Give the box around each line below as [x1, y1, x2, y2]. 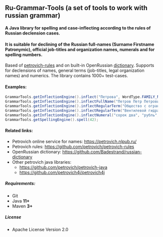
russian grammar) [5, 12, 61, 20]
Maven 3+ [12, 203, 33, 209]
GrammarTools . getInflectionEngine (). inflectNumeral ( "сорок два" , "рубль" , [5, 113, 160, 118]
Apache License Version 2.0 [12, 226, 69, 232]
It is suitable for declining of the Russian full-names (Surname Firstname [5, 41, 154, 47]
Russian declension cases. [5, 30, 61, 36]
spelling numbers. [5, 51, 43, 57]
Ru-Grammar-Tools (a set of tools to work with [5, 4, 148, 12]
